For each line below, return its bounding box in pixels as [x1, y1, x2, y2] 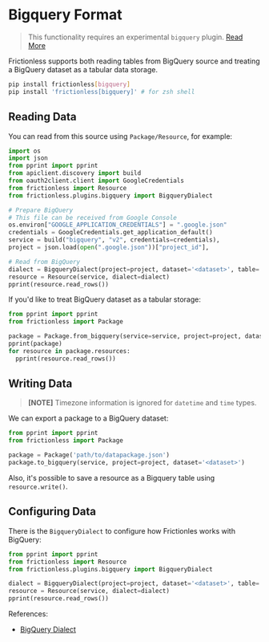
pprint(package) [8, 339, 62, 347]
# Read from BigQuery [8, 258, 81, 266]
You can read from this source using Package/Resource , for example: [8, 131, 233, 141]
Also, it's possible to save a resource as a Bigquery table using [8, 473, 215, 482]
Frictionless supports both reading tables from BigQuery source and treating [8, 56, 260, 66]
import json [8, 154, 48, 162]
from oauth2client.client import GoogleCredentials [8, 177, 184, 185]
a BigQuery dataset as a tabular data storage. [8, 64, 159, 74]
